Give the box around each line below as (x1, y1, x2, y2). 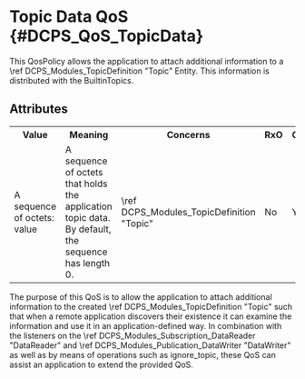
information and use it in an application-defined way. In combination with (9, 320, 282, 331)
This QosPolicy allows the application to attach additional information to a (9, 55, 284, 66)
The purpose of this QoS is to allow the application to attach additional (9, 291, 272, 302)
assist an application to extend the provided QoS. (9, 359, 193, 370)
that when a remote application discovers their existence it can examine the (9, 311, 292, 322)
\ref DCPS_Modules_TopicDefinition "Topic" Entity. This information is (9, 65, 270, 76)
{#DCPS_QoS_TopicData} (9, 25, 204, 46)
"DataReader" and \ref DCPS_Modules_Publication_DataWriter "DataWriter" (9, 339, 291, 351)
